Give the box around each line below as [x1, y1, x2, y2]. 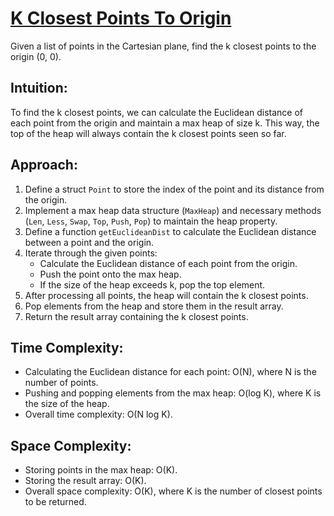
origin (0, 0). [10, 50, 62, 62]
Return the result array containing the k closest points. [24, 310, 249, 322]
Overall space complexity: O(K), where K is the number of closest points [24, 485, 323, 497]
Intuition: [10, 80, 68, 97]
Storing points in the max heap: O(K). [24, 464, 178, 476]
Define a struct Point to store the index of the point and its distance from [24, 183, 325, 195]
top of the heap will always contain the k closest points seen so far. [10, 127, 287, 139]
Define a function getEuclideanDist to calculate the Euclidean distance [24, 225, 317, 237]
